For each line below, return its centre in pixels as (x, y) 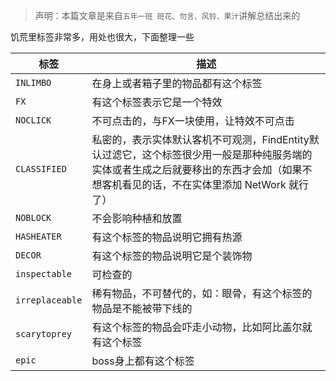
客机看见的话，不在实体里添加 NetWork (194, 184)
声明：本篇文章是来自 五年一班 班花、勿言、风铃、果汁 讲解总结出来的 (167, 15)
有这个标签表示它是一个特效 (157, 102)
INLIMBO (33, 82)
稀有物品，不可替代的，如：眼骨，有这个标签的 (202, 293)
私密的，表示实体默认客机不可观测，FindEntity (200, 139)
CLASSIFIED (41, 169)
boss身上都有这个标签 (143, 361)
